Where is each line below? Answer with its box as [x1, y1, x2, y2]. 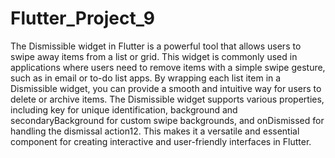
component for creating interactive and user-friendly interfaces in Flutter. [10, 135, 312, 147]
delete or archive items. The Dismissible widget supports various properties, [10, 93, 325, 105]
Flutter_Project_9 [10, 7, 156, 30]
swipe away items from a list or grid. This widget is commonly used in [10, 50, 298, 62]
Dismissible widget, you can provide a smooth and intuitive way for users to [10, 82, 322, 94]
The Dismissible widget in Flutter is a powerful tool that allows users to [10, 40, 302, 52]
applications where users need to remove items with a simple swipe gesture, [10, 61, 326, 73]
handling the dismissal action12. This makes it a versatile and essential [10, 125, 300, 137]
